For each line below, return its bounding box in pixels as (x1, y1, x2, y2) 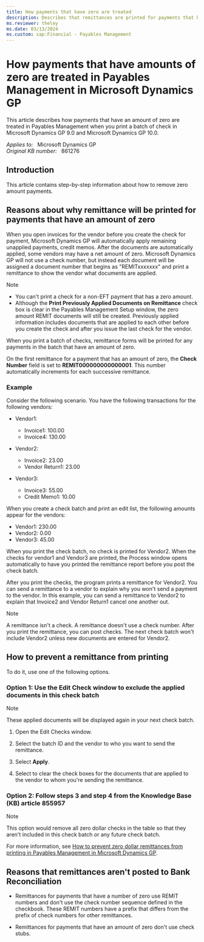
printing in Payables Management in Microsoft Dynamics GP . (6, 849, 158, 856)
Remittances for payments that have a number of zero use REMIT (15, 892, 178, 900)
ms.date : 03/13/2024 (6, 25, 59, 32)
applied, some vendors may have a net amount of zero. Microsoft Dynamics (6, 250, 196, 257)
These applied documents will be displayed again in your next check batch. (6, 716, 195, 724)
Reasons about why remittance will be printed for (6, 205, 196, 215)
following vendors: (6, 403, 53, 410)
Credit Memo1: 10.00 (24, 493, 76, 500)
